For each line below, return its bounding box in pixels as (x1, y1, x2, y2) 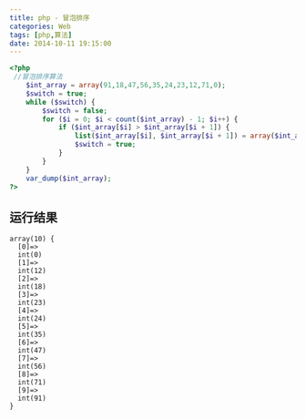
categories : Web (9, 22, 71, 31)
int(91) (17, 393, 47, 404)
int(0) (17, 250, 43, 260)
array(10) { (9, 234, 55, 244)
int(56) (17, 362, 47, 372)
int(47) (17, 346, 47, 355)
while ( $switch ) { (25, 97, 96, 107)
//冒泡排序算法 (13, 72, 63, 82)
